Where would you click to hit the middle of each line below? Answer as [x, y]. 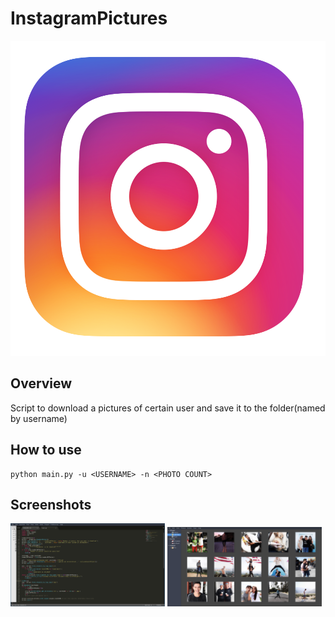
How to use [46, 450]
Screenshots [51, 504]
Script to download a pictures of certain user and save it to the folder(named [168, 408]
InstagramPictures [89, 18]
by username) [39, 418]
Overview [41, 383]
